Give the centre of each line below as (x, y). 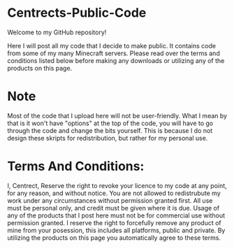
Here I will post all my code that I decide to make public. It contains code (112, 45)
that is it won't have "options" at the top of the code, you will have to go (110, 123)
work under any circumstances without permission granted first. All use (110, 200)
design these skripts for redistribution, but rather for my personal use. (108, 138)
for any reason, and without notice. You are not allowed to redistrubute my (114, 193)
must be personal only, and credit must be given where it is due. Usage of (114, 208)
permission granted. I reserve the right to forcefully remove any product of (114, 222)
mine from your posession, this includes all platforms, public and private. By (116, 230)
